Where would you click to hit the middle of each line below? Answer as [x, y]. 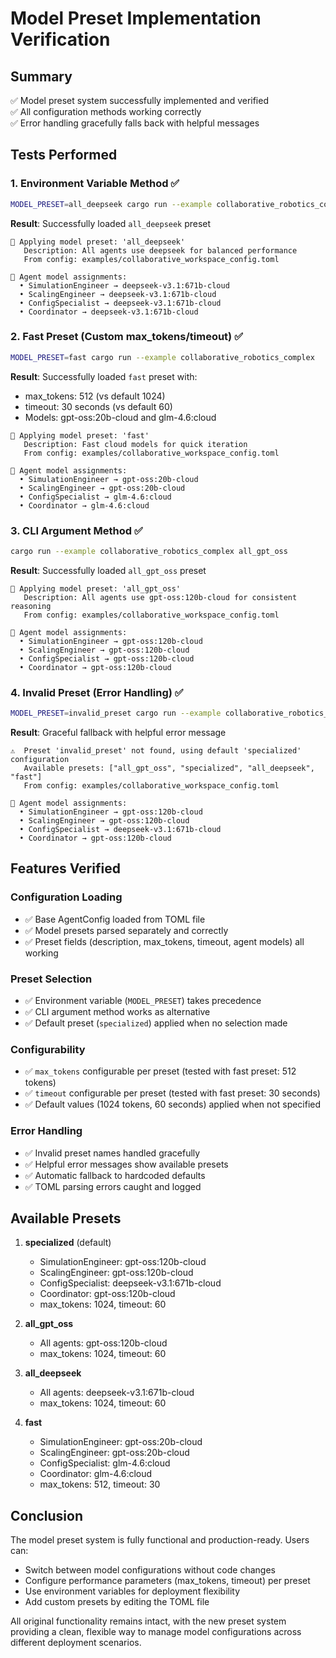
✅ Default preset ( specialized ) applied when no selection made [156, 1023]
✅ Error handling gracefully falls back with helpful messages [135, 123]
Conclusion [47, 1515]
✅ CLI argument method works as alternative [117, 1012]
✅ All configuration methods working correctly [106, 111]
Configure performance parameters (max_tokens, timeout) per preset [167, 1581]
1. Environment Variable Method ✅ [95, 184]
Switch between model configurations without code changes [150, 1570]
